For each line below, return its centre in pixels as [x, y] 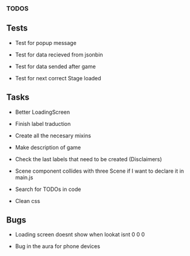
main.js [24, 177]
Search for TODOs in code [48, 189]
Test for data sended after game [55, 66]
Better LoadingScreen [42, 112]
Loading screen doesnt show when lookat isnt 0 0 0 [80, 235]
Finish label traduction [43, 123]
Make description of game [48, 147]
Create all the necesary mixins [53, 136]
